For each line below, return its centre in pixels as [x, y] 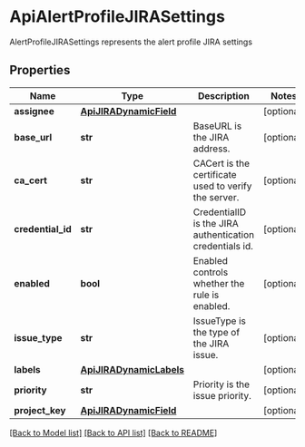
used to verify [222, 186]
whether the [219, 283]
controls [211, 272]
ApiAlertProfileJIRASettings [117, 17]
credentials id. [223, 246]
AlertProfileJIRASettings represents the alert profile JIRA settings [131, 42]
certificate [215, 174]
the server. [216, 197]
